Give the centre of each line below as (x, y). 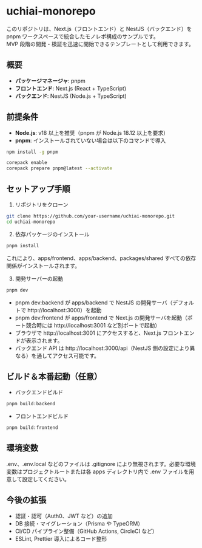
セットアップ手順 (38, 189)
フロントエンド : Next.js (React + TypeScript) (70, 88)
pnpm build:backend (31, 404)
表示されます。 (44, 340)
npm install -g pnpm (32, 152)
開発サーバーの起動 (39, 278)
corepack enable (27, 163)
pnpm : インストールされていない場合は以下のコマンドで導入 (90, 140)
